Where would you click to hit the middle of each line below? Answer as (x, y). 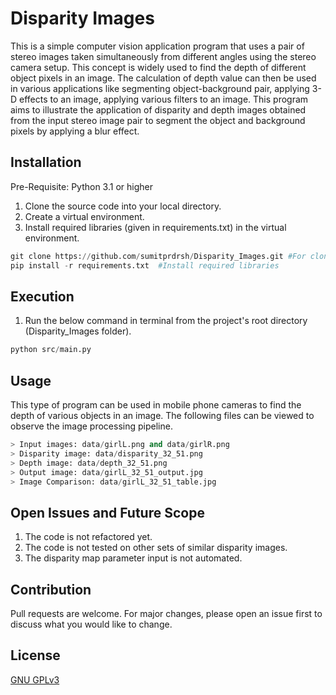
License (35, 655)
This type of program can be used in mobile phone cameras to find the (156, 405)
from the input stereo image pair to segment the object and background (158, 120)
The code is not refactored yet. (88, 537)
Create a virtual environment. (84, 216)
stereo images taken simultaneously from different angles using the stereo (163, 56)
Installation (46, 162)
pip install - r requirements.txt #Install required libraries (145, 265)
